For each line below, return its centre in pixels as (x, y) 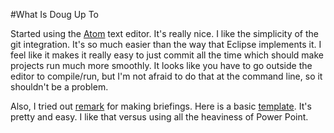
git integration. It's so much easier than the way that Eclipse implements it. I (166, 44)
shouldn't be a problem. (59, 87)
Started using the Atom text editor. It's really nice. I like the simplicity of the (165, 33)
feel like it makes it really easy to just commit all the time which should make (167, 55)
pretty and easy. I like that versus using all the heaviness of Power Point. (159, 117)
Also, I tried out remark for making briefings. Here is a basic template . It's (161, 106)
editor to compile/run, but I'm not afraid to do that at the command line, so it (166, 76)
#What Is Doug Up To (54, 14)
